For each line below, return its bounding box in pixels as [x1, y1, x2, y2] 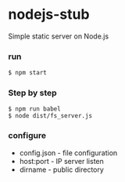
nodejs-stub [8, 5, 90, 24]
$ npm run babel [8, 105, 61, 113]
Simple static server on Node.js [8, 31, 109, 41]
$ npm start [8, 69, 47, 77]
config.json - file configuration [19, 147, 118, 158]
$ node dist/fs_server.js [8, 112, 92, 120]
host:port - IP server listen [19, 156, 104, 166]
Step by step [8, 88, 57, 99]
